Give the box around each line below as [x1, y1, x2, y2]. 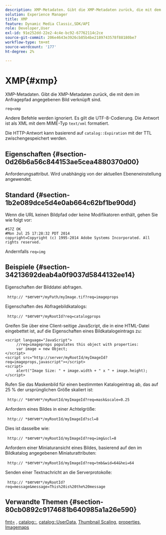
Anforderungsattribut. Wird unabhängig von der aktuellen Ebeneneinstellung [5, 171, 162, 177]
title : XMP [5, 16, 28, 21]
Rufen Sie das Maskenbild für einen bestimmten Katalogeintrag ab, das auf [5, 381, 159, 387]
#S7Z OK [5, 227, 21, 232]
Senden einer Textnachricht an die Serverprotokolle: [5, 469, 112, 475]
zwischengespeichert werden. [5, 135, 67, 141]
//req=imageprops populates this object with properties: [16, 342, 139, 347]
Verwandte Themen [5, 498, 68, 507]
